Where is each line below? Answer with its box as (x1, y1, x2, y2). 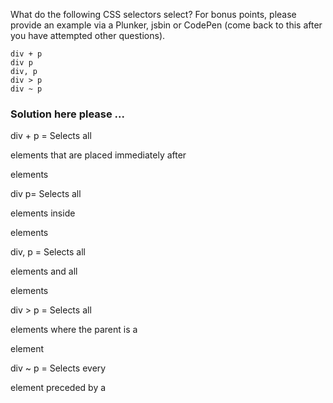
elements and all (10, 265, 78, 278)
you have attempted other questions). (10, 30, 166, 41)
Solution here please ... (10, 107, 126, 121)
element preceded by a (10, 382, 107, 394)
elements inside (10, 207, 76, 219)
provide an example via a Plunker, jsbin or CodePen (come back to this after (10, 19, 323, 31)
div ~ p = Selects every (10, 362, 107, 374)
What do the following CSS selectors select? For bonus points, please (10, 9, 297, 20)
